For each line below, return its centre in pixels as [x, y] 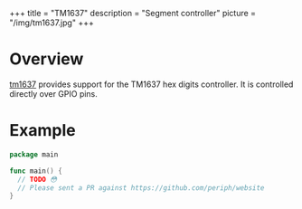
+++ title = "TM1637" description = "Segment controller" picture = [132, 13]
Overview [47, 59]
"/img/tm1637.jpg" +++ [52, 23]
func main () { [36, 171]
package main [34, 154]
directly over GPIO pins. [53, 93]
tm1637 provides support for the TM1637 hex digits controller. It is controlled [151, 84]
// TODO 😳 [38, 179]
